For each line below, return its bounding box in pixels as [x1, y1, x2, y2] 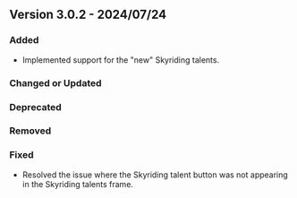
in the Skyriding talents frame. [21, 178, 134, 189]
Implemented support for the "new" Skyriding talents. [21, 54, 220, 65]
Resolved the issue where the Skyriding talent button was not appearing [21, 169, 288, 180]
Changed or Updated [9, 76, 102, 89]
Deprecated [9, 100, 63, 113]
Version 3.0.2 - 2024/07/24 [9, 7, 167, 22]
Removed [9, 125, 52, 137]
